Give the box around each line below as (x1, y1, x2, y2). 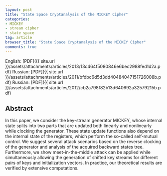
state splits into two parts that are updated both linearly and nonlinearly (5, 123, 152, 129)
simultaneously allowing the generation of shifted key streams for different (5, 155, 158, 161)
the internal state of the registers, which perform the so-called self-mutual (5, 133, 158, 140)
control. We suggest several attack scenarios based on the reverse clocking (5, 139, 161, 145)
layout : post (5, 7, 32, 12)
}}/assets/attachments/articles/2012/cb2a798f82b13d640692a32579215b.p (5, 84, 161, 90)
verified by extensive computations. (5, 165, 79, 171)
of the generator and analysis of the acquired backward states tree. (5, 144, 144, 150)
